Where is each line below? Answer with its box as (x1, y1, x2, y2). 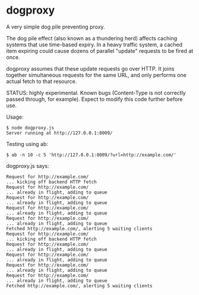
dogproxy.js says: (6, 162, 49, 169)
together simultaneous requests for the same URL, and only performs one (6, 71, 187, 78)
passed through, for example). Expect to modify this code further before (6, 96, 183, 103)
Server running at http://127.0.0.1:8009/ (6, 130, 113, 136)
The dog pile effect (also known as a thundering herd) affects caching (6, 34, 177, 42)
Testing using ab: (6, 140, 49, 147)
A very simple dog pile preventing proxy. (6, 23, 105, 30)
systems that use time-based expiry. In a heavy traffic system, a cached (6, 41, 183, 48)
